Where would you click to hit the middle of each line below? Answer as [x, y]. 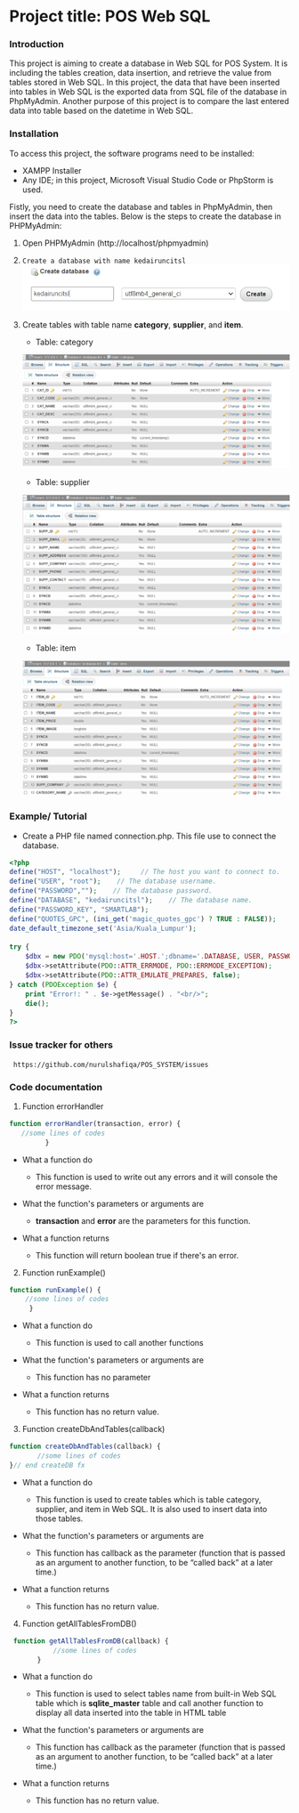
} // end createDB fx [48, 1465]
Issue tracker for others [61, 1045]
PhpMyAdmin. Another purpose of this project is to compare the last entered [149, 101]
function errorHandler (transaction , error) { [95, 1123]
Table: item [56, 648]
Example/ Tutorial [48, 816]
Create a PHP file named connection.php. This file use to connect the [149, 836]
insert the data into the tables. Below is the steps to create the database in [145, 216]
